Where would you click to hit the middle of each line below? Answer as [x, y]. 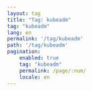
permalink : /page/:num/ [53, 70]
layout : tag [24, 13]
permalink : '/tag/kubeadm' [45, 39]
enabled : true [39, 58]
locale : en [35, 77]
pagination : [24, 52]
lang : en [19, 32]
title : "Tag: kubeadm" [39, 20]
